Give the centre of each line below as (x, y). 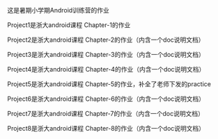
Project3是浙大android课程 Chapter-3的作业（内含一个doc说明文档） (106, 55)
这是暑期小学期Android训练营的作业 (58, 10)
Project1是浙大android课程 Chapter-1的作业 (69, 25)
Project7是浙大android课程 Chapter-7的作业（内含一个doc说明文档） (106, 114)
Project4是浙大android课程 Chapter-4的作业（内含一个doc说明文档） (106, 69)
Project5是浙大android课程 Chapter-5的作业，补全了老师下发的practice (109, 84)
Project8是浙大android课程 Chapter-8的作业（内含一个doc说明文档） (106, 128)
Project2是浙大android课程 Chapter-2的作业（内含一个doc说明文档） (106, 40)
